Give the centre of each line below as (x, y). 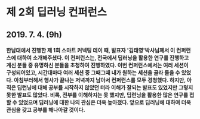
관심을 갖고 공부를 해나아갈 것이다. (46, 110)
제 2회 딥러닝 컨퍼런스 (57, 12)
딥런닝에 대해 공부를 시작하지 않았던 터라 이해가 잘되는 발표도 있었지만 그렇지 (105, 87)
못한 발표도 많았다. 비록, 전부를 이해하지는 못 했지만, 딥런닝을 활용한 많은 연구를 (97, 95)
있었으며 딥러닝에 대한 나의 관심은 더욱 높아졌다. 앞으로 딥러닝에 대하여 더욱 (104, 102)
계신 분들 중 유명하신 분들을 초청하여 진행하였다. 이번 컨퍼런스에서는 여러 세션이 (98, 65)
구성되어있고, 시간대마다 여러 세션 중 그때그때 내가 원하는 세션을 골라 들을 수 (93, 73)
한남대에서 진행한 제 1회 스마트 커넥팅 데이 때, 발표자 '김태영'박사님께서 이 (91, 51)
